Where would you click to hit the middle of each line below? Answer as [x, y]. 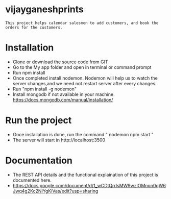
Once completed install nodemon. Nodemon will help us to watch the [85, 78]
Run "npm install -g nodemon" [44, 89]
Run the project [39, 120]
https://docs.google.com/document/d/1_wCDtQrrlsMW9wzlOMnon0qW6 [89, 185]
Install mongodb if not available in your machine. [64, 94]
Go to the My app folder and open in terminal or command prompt [82, 67]
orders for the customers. [34, 27]
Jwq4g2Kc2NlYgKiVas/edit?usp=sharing [55, 191]
